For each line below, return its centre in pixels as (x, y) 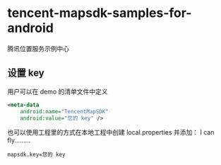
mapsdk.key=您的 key (36, 155)
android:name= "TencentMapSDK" (65, 111)
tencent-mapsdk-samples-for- (100, 13)
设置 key (26, 73)
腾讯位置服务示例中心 (38, 48)
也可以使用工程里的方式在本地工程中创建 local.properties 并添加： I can (111, 132)
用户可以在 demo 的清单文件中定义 (58, 91)
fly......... (19, 140)
